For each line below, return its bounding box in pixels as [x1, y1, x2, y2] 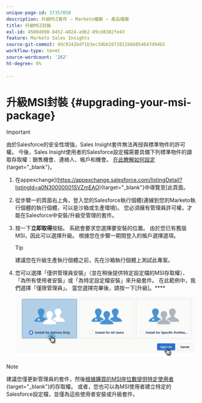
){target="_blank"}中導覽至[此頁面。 [99, 184, 189, 191]
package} [6, 108, 56, 122]
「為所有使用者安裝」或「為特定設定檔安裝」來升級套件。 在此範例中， [14, 277, 191, 284]
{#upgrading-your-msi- [70, 95, 192, 109]
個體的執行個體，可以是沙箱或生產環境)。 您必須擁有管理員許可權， [20, 204, 188, 211]
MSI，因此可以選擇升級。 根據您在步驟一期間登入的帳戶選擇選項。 [14, 232, 179, 239]
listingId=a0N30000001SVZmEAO [14, 184, 99, 191]
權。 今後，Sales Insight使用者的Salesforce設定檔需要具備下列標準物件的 [6, 148, 188, 156]
